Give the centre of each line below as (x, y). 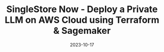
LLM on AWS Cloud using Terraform (82, 20)
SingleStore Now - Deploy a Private (82, 9)
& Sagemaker (82, 31)
